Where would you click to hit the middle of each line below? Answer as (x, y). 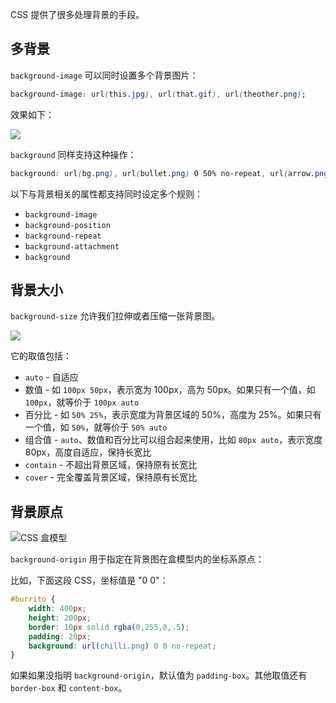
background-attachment (72, 246)
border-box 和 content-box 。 (69, 688)
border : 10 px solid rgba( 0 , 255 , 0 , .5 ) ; (109, 627)
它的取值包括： (41, 356)
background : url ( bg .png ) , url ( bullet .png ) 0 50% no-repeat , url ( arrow (160, 173)
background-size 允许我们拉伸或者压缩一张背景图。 (115, 316)
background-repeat (63, 236)
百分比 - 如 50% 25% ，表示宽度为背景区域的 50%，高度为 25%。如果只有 (173, 415)
